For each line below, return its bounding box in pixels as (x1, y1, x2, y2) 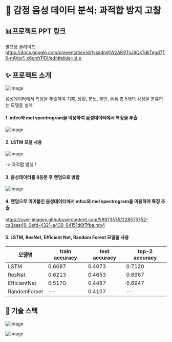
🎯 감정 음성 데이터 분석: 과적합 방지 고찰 (5, 5, 161, 16)
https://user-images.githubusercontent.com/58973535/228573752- (5, 217, 148, 223)
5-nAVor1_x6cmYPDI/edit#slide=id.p (5, 55, 82, 61)
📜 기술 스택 (5, 307, 38, 315)
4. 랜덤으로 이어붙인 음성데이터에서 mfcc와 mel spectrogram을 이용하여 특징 (5, 199, 160, 205)
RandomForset (8, 287, 44, 295)
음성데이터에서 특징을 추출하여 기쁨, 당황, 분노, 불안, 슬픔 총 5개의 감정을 (5, 96, 150, 102)
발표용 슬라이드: (5, 44, 37, 49)
